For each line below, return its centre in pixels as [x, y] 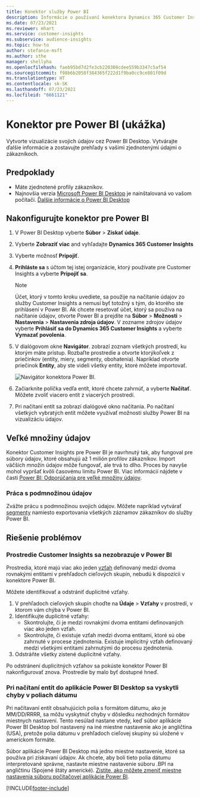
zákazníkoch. [22, 153]
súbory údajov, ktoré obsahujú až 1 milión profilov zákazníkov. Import [91, 459]
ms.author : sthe [26, 56]
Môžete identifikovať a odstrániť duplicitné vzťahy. [68, 592]
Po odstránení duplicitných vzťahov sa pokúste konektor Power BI [87, 666]
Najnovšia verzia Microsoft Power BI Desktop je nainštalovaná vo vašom [103, 193]
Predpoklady [30, 173]
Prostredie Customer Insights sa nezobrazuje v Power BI [89, 555]
